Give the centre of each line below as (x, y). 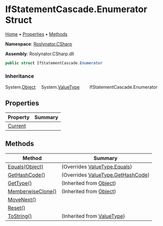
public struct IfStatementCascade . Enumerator (54, 63)
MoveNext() (22, 200)
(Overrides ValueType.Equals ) (97, 167)
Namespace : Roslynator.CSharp (39, 44)
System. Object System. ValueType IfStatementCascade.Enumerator (82, 87)
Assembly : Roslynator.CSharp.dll (40, 54)
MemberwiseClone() (32, 191)
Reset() (16, 208)
